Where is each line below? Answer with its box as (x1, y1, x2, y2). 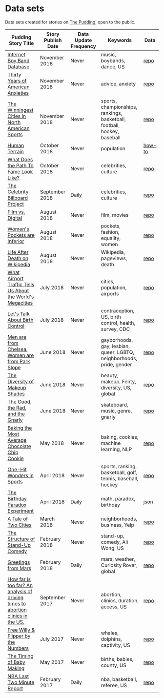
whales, (101, 629, 119, 636)
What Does (7, 156, 33, 163)
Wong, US (101, 545, 124, 552)
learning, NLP (101, 446, 132, 452)
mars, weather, (101, 555, 135, 562)
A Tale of (7, 515, 28, 522)
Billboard (7, 194, 28, 201)
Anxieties (7, 89, 29, 96)
